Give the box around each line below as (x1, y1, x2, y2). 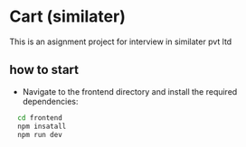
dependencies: (22, 96, 79, 106)
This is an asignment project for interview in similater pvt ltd (9, 36, 232, 47)
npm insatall (17, 122, 67, 131)
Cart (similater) (9, 6, 127, 27)
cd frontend (17, 113, 63, 123)
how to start (9, 62, 80, 78)
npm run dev (17, 130, 63, 139)
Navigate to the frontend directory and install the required (22, 86, 238, 96)
